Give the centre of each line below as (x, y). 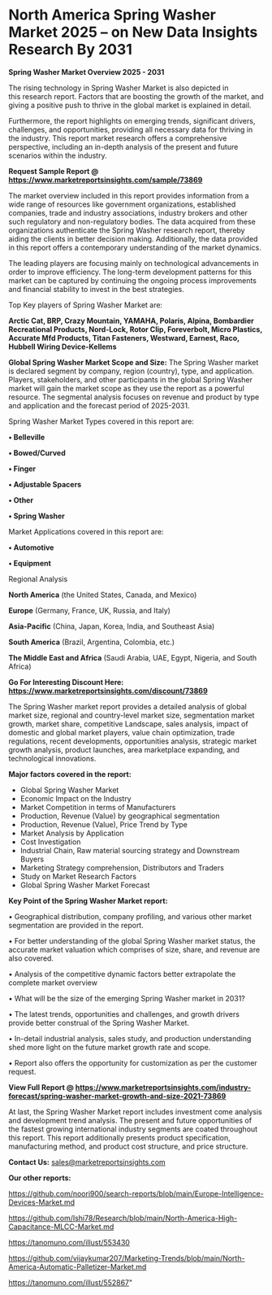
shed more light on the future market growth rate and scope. (110, 1047)
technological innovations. (52, 758)
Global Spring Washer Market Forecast (85, 885)
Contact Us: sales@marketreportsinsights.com (87, 1162)
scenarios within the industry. (58, 155)
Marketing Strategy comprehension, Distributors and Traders (122, 867)
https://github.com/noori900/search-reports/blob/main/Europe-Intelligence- (136, 1193)
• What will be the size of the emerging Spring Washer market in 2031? (127, 998)
